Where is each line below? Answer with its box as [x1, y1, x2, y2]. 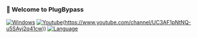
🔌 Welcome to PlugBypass [6, 5, 84, 14]
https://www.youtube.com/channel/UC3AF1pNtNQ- [64, 19, 192, 26]
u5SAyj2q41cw [6, 25, 43, 32]
